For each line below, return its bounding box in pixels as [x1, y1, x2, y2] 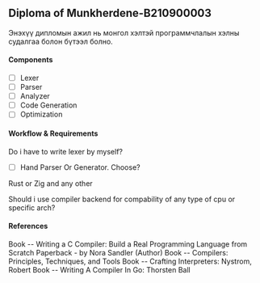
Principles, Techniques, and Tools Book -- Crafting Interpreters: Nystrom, [8, 256, 252, 266]
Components [8, 55, 53, 65]
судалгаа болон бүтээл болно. [8, 36, 113, 46]
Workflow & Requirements [8, 129, 99, 138]
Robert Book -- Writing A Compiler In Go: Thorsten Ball [8, 264, 191, 274]
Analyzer [19, 91, 50, 101]
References [8, 222, 48, 231]
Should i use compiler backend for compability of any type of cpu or [8, 194, 236, 204]
